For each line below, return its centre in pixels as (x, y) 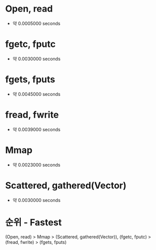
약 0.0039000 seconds (36, 129)
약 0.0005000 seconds (36, 23)
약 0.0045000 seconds (36, 94)
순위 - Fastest (34, 222)
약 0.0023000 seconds (36, 165)
